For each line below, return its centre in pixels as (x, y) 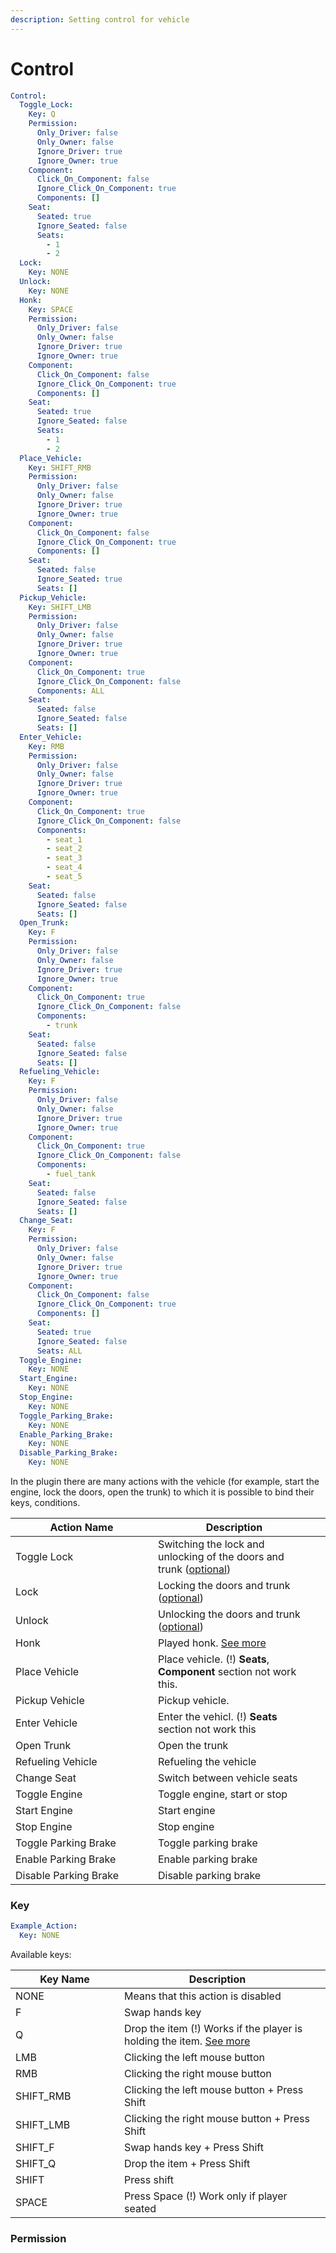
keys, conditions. (45, 1503)
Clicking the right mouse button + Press (217, 2119)
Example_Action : (44, 1926)
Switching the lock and (211, 1544)
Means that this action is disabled (203, 1996)
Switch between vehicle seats (228, 1778)
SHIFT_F (35, 2148)
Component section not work (227, 1672)
